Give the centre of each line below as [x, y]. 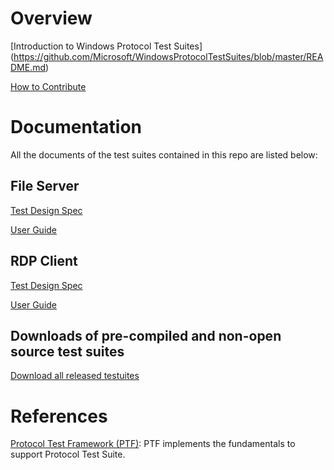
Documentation [76, 127]
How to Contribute [48, 86]
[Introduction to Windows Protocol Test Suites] [106, 46]
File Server [45, 186]
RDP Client [44, 261]
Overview [51, 18]
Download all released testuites [75, 376]
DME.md [28, 67]
